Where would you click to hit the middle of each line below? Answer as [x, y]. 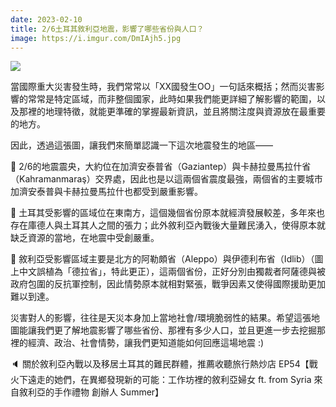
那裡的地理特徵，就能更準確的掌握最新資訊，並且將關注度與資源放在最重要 [172, 112]
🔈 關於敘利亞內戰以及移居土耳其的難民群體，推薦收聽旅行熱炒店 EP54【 [160, 364]
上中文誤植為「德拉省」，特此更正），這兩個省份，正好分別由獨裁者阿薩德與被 [168, 272]
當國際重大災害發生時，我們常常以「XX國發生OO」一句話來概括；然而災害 [163, 87]
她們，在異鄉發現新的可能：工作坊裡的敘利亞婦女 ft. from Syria [182, 380]
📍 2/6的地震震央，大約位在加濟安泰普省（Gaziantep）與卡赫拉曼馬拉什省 [161, 167]
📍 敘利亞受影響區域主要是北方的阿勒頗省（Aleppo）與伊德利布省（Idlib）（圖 [167, 259]
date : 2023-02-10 [46, 19]
